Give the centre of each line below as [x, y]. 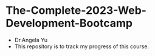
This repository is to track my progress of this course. [82, 46]
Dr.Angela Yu [31, 40]
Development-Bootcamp [69, 23]
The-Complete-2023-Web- [76, 11]
